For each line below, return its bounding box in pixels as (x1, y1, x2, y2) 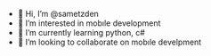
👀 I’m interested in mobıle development (17, 18, 161, 28)
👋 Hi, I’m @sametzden (17, 9, 100, 19)
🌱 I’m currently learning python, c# (17, 28, 145, 37)
